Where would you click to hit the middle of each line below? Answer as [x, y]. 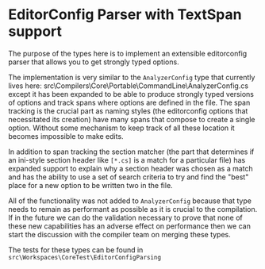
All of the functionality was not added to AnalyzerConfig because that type [130, 201]
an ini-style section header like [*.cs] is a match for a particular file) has [127, 159]
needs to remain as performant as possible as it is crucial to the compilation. [133, 209]
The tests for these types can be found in [76, 250]
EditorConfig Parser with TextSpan [125, 15]
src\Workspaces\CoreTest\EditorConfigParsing [84, 257]
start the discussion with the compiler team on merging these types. [120, 234]
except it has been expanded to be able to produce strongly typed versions [131, 94]
